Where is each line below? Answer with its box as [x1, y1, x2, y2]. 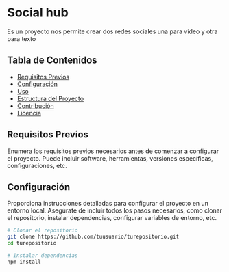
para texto [7, 34, 36, 42]
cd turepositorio [7, 240, 57, 247]
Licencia [16, 109, 41, 117]
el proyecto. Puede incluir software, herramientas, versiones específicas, [7, 154, 214, 162]
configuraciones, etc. [7, 161, 67, 169]
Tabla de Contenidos [7, 55, 97, 66]
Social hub [7, 5, 69, 21]
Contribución [16, 101, 54, 110]
